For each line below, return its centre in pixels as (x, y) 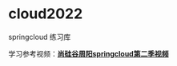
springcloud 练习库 (40, 37)
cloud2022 (46, 14)
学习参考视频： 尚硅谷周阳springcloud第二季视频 (88, 53)
